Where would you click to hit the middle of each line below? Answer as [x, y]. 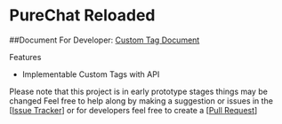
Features [25, 57]
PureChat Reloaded [82, 15]
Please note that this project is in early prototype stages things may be [139, 91]
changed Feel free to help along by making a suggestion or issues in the [141, 101]
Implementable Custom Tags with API [91, 74]
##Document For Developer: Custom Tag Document [105, 40]
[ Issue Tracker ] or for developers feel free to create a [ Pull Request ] [133, 110]
